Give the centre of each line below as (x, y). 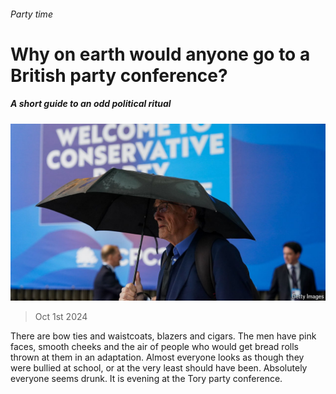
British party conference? (119, 75)
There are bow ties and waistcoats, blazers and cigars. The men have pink (163, 336)
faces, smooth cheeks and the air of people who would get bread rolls (154, 347)
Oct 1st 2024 (61, 317)
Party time (31, 14)
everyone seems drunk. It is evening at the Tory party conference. (146, 379)
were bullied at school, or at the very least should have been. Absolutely (159, 368)
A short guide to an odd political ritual (91, 104)
